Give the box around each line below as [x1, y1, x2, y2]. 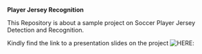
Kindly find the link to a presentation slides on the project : [7, 39, 194, 47]
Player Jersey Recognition [7, 6, 84, 13]
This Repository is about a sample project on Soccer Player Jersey [7, 19, 196, 26]
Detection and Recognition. [7, 26, 85, 34]
